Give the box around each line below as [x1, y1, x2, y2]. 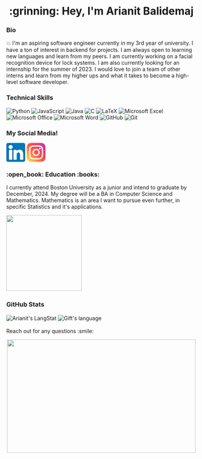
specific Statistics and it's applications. [6, 203, 104, 210]
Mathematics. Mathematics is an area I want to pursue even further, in [6, 197, 180, 204]
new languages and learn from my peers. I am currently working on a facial [6, 53, 193, 60]
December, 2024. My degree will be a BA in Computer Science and [6, 190, 173, 198]
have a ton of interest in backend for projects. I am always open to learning [6, 47, 192, 54]
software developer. [19, 79, 69, 86]
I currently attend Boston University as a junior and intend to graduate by [6, 184, 187, 191]
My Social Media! [6, 129, 58, 137]
